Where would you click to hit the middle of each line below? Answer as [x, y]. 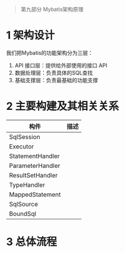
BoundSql [23, 213]
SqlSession [25, 137]
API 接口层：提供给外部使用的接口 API [61, 65]
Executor [22, 146]
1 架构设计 [31, 35]
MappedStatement [35, 194]
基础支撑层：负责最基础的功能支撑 [56, 80]
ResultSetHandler [33, 175]
